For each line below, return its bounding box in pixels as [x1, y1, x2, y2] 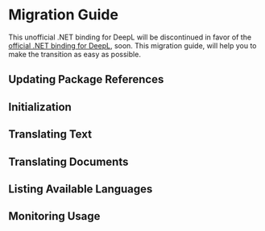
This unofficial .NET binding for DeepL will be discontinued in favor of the [8, 32, 252, 42]
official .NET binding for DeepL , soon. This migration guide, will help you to [8, 40, 257, 50]
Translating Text [8, 127, 93, 142]
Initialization [8, 100, 72, 113]
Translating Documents [8, 155, 129, 168]
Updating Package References [8, 72, 164, 86]
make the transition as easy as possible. [8, 49, 141, 59]
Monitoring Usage [8, 209, 101, 223]
